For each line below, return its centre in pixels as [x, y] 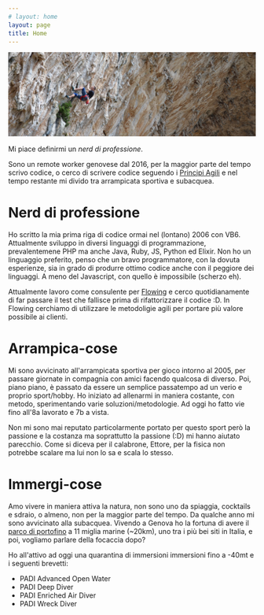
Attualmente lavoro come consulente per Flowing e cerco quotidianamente [129, 292]
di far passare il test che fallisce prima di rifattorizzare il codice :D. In [119, 300]
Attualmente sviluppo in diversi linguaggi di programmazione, [107, 243]
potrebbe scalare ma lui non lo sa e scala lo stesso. [91, 453]
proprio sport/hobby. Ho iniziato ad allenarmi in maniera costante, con [121, 396]
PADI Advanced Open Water [65, 578]
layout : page [29, 25]
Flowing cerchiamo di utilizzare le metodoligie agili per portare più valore [126, 309]
